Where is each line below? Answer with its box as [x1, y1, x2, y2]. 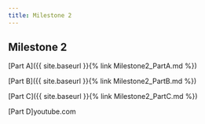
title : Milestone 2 [8, 11, 72, 20]
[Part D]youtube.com [8, 107, 76, 116]
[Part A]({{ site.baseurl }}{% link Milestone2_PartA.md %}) [8, 61, 198, 71]
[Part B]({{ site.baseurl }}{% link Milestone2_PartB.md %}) [8, 76, 197, 86]
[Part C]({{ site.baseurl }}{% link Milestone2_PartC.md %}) [8, 92, 198, 101]
